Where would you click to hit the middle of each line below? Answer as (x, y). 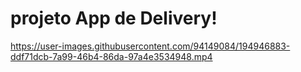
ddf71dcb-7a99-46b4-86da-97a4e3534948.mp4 (111, 56)
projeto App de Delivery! (114, 18)
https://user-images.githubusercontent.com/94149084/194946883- (150, 46)
